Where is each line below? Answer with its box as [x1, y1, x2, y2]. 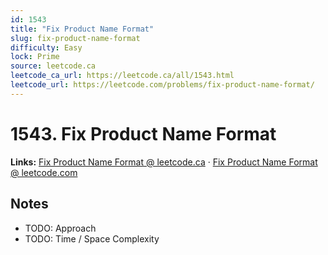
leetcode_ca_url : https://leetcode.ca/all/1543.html [10, 71, 235, 81]
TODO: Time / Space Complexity [24, 232, 160, 245]
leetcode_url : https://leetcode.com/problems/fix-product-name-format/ [10, 80, 315, 90]
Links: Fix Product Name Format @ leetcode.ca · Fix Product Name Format [10, 156, 318, 168]
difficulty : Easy [10, 42, 83, 53]
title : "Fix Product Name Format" [10, 24, 155, 34]
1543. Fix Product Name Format [10, 122, 277, 145]
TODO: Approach [24, 222, 97, 234]
